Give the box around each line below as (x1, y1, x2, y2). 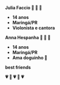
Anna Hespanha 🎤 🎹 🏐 (5, 35, 51, 40)
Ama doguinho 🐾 (12, 55, 48, 61)
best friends (5, 65, 31, 70)
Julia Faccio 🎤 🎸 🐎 (5, 5, 42, 10)
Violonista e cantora (12, 25, 56, 31)
